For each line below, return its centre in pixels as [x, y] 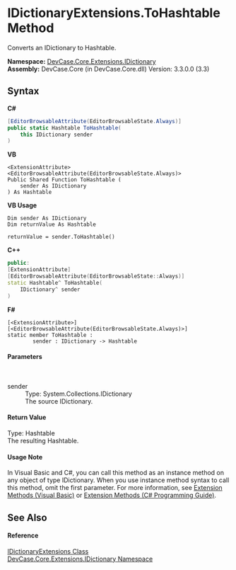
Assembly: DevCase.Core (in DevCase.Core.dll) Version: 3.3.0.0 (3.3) [108, 69]
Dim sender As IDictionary [47, 218]
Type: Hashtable [31, 433]
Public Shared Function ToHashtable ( [64, 180]
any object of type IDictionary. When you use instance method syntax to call [118, 480]
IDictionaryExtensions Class [48, 551]
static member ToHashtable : [50, 335]
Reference [23, 535]
